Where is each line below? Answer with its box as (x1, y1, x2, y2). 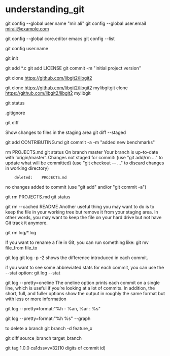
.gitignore (5, 110, 25, 116)
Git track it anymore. (5, 220, 48, 226)
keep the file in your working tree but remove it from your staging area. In (5, 209, 158, 215)
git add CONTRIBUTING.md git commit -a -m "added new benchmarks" (5, 139, 155, 145)
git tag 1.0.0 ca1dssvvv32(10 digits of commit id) (5, 345, 106, 351)
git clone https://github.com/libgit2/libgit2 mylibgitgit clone (5, 85, 128, 91)
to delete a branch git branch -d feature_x (5, 325, 93, 331)
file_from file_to (5, 244, 38, 251)
